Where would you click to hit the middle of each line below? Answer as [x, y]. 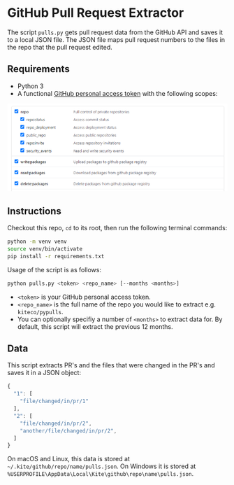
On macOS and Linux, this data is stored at [69, 459]
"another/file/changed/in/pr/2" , [68, 431]
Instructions [34, 211]
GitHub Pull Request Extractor [96, 13]
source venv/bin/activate [45, 249]
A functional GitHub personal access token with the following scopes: [117, 93]
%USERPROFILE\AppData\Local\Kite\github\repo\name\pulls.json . [101, 474]
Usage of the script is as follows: [54, 269]
